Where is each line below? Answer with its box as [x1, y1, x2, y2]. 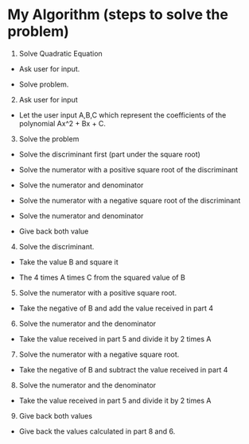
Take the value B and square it [18, 257, 119, 267]
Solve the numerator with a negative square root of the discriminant [18, 195, 241, 205]
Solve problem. [18, 79, 69, 89]
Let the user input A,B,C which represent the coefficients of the [18, 110, 227, 120]
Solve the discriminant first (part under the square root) [18, 149, 200, 159]
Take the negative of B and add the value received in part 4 [18, 303, 214, 313]
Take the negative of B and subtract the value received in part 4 [18, 365, 228, 374]
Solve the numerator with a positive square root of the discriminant [18, 164, 239, 174]
